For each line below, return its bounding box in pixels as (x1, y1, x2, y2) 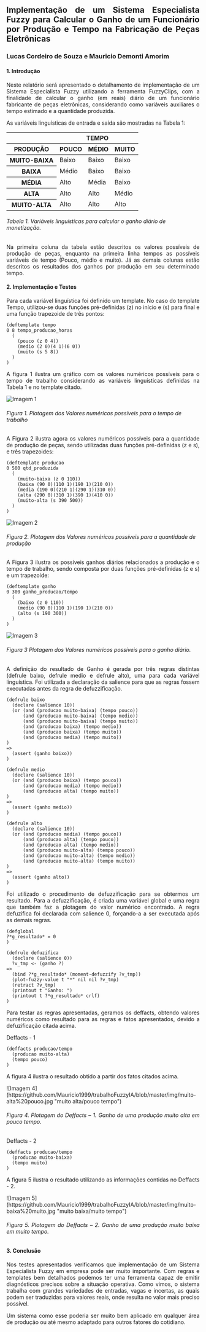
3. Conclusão (6, 1247, 41, 1254)
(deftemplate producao (6, 460, 64, 466)
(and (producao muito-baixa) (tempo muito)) (22, 718, 139, 724)
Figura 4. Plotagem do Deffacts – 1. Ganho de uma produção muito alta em (6, 1111, 200, 1119)
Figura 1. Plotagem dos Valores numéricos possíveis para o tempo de (6, 409, 182, 417)
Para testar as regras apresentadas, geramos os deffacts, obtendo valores (6, 1009, 200, 1016)
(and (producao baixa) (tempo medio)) (22, 723, 122, 730)
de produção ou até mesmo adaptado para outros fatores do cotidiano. (6, 1318, 186, 1326)
